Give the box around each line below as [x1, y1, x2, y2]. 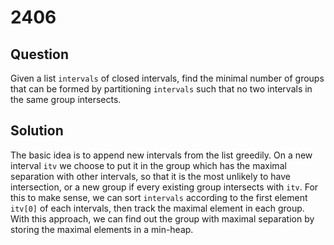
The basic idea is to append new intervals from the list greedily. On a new [10, 149, 313, 161]
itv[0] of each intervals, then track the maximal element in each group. [10, 202, 305, 214]
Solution [10, 122, 64, 140]
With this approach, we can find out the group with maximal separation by [10, 212, 315, 225]
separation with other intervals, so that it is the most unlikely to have [10, 170, 291, 182]
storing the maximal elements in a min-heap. [10, 223, 194, 235]
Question [10, 46, 69, 63]
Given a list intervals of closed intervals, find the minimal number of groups [10, 72, 325, 84]
